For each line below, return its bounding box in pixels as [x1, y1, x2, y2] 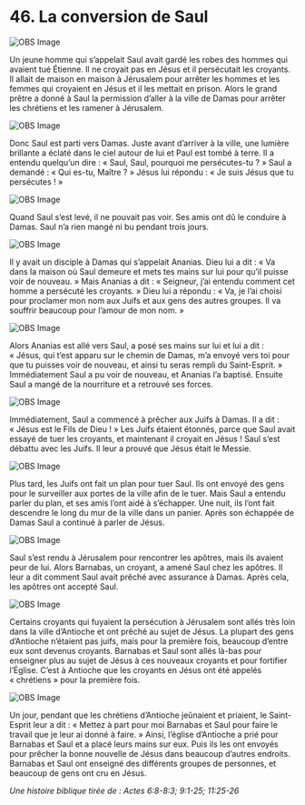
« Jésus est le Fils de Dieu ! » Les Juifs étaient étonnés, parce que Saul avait [9, 423, 296, 434]
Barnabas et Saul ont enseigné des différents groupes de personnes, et [9, 758, 277, 769]
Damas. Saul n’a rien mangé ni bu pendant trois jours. [9, 221, 209, 232]
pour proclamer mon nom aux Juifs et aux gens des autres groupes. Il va [9, 295, 281, 306]
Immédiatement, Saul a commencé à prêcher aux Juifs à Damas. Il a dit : [9, 414, 280, 425]
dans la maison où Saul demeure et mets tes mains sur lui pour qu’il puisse [9, 266, 289, 277]
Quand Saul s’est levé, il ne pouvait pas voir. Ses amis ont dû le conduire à [9, 211, 287, 222]
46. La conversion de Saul [9, 6, 209, 27]
